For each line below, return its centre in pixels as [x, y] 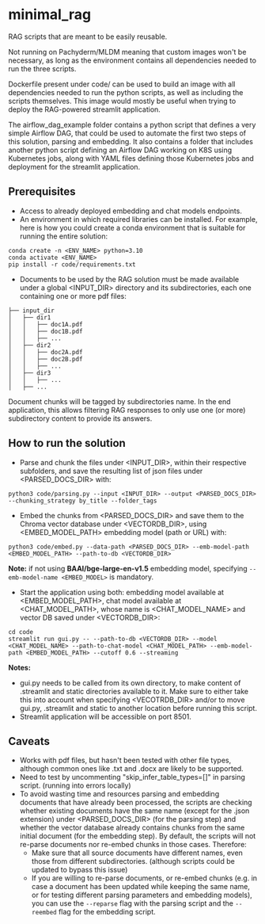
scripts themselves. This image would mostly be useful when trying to [122, 101]
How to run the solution [67, 443]
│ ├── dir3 [30, 373]
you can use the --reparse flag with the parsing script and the [132, 903]
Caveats [29, 741]
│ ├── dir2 [30, 345]
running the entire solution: [64, 236]
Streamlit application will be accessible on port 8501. [106, 716]
